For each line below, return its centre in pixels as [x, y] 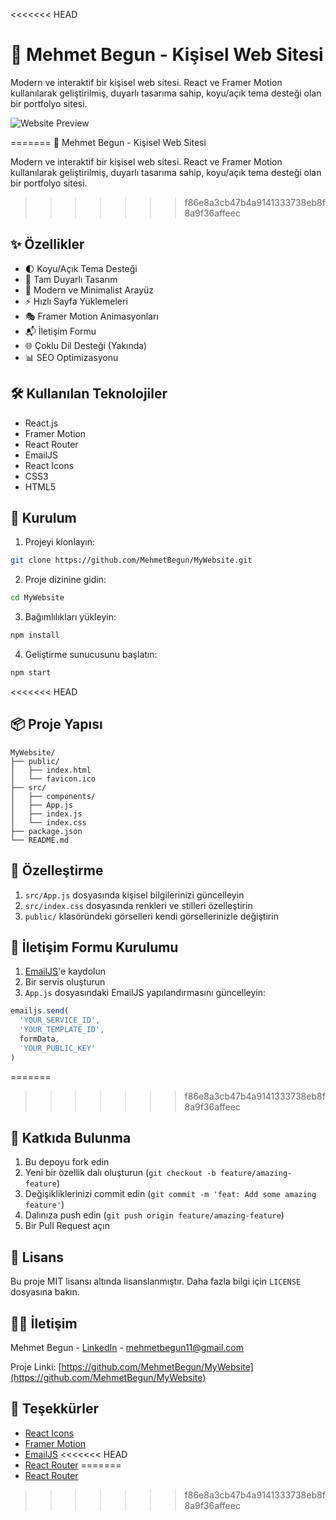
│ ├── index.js [46, 814]
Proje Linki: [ [36, 1367]
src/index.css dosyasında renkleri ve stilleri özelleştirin [138, 905]
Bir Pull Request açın [67, 1226]
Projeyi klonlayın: [59, 542]
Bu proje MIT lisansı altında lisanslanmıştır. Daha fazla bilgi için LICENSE [156, 1281]
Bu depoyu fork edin [67, 1162]
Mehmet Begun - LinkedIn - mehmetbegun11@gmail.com [127, 1347]
